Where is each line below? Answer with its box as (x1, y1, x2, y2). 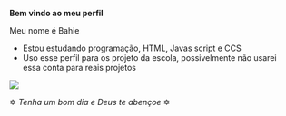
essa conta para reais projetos (22, 63, 136, 72)
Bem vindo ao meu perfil (9, 8, 104, 18)
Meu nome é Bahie (9, 25, 80, 35)
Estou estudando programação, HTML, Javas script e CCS (22, 43, 242, 53)
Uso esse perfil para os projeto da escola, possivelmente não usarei (22, 53, 277, 63)
